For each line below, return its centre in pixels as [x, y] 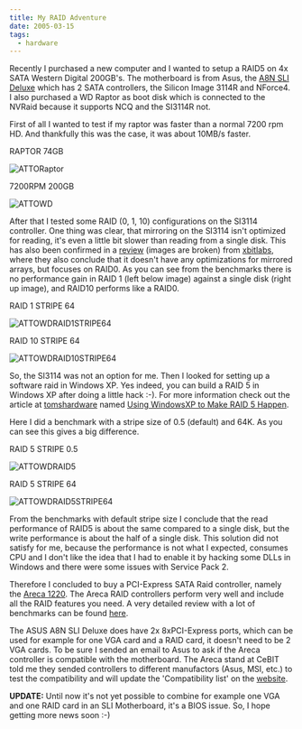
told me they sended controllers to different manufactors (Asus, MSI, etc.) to [151, 669]
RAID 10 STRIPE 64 [45, 341]
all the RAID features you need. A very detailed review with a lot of [132, 604]
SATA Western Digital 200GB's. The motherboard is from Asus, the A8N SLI [150, 78]
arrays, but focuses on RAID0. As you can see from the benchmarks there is [151, 269]
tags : [19, 34]
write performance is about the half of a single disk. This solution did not [144, 539]
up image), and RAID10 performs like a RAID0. [95, 289]
